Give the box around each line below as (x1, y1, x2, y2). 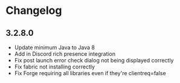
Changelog (5, 4, 62, 18)
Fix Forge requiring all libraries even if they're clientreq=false (14, 70, 167, 76)
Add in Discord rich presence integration (14, 50, 116, 58)
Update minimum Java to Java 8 (14, 44, 95, 51)
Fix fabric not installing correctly (14, 63, 95, 70)
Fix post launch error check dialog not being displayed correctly (14, 57, 174, 64)
